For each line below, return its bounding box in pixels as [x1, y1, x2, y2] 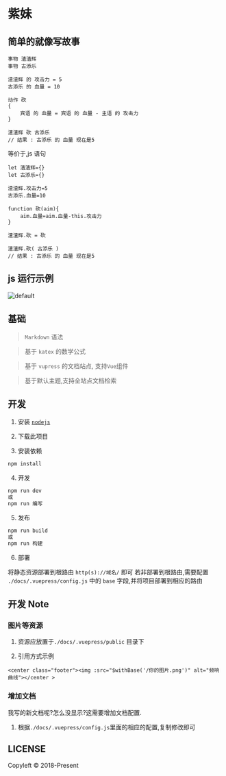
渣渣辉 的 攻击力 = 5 [8, 76, 62, 83]
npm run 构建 [8, 539, 43, 547]
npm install [8, 461, 42, 468]
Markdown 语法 [24, 332, 64, 341]
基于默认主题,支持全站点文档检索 [24, 376, 117, 385]
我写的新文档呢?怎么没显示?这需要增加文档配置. [8, 708, 142, 716]
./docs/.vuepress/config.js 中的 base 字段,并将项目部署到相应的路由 [8, 577, 203, 585]
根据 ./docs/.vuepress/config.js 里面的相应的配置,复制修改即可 [17, 723, 196, 731]
